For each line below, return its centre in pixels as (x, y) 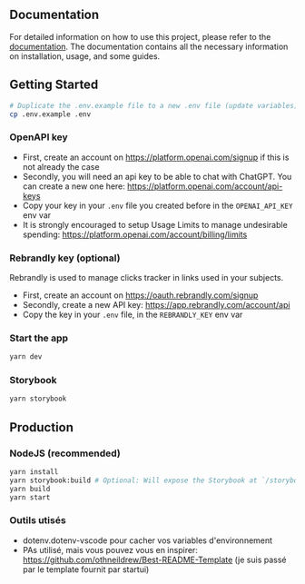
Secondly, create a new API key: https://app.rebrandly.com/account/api (156, 304)
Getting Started (54, 85)
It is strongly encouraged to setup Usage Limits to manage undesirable (155, 224)
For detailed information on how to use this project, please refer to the (140, 36)
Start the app (39, 338)
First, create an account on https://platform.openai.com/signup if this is (156, 157)
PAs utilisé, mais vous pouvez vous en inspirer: (110, 549)
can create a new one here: (74, 186)
